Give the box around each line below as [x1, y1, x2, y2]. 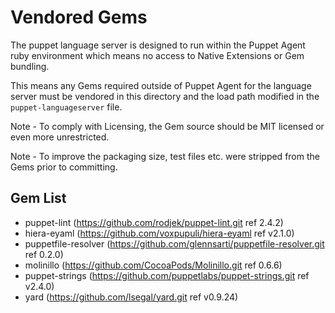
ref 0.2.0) [24, 248, 64, 260]
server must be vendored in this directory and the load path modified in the [10, 90, 320, 102]
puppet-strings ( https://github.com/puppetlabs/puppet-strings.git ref [24, 269, 310, 281]
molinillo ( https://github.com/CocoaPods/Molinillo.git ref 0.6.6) [24, 259, 283, 271]
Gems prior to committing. [10, 161, 118, 173]
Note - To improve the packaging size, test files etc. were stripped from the [10, 150, 320, 162]
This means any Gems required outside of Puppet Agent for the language [10, 79, 312, 91]
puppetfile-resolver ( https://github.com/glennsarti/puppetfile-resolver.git [24, 237, 325, 250]
